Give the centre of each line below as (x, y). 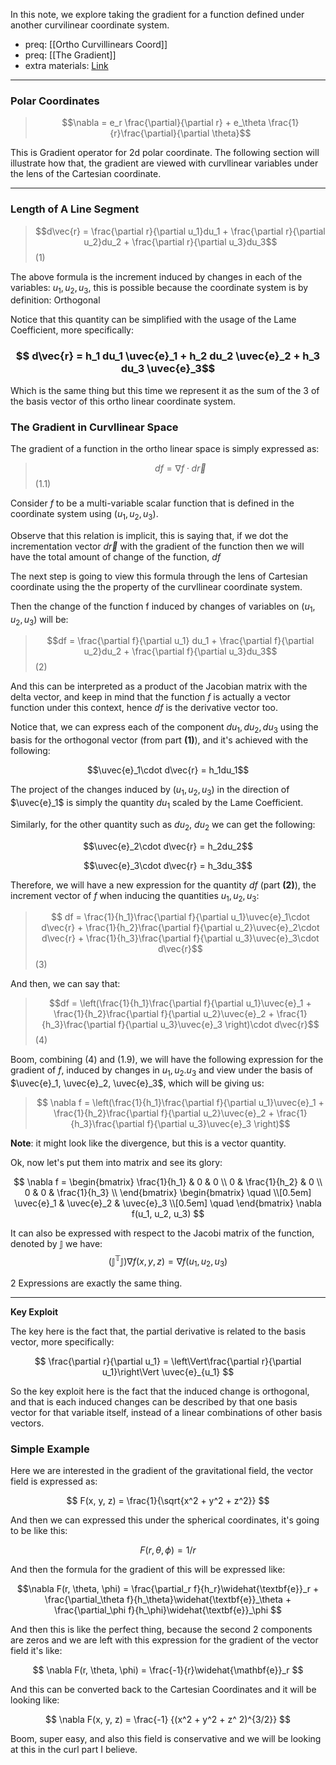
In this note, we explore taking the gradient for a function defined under (157, 14)
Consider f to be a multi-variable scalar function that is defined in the (152, 503)
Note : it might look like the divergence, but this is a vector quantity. (148, 1143)
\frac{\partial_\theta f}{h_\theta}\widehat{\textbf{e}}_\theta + (168, 1599)
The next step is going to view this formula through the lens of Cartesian (159, 576)
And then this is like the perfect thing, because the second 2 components (161, 1629)
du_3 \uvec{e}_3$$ (168, 369)
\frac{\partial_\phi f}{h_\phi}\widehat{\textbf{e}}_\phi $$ (168, 1610)
